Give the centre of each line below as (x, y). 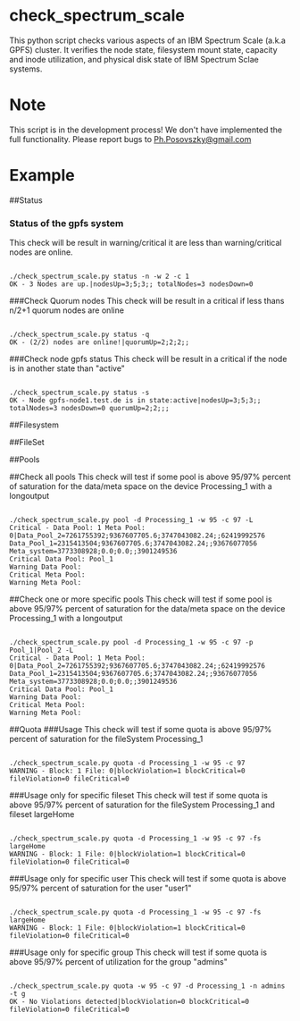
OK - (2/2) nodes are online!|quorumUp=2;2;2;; (100, 342)
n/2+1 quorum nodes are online (67, 310)
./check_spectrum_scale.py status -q (79, 335)
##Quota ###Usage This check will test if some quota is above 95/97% (141, 730)
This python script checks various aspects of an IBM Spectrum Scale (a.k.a (147, 40)
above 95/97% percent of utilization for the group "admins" (118, 962)
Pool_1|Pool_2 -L (42, 650)
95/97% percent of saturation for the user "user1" (100, 888)
